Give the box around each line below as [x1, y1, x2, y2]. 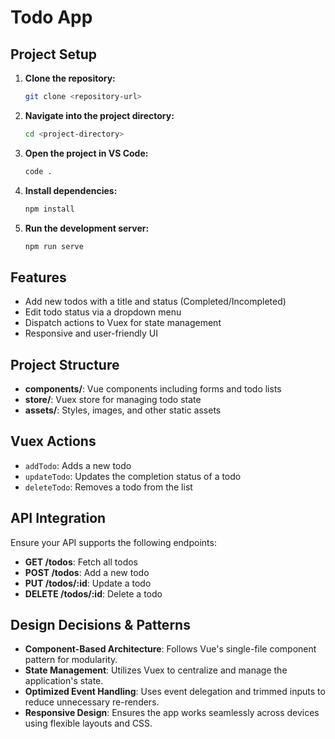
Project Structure [10, 356, 120, 373]
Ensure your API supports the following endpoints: [10, 536, 217, 548]
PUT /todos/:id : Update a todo [24, 577, 152, 589]
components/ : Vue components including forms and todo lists [24, 383, 282, 395]
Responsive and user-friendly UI [24, 327, 158, 340]
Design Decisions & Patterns [10, 617, 191, 634]
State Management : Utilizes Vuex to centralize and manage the [24, 664, 288, 676]
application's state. [24, 675, 104, 687]
